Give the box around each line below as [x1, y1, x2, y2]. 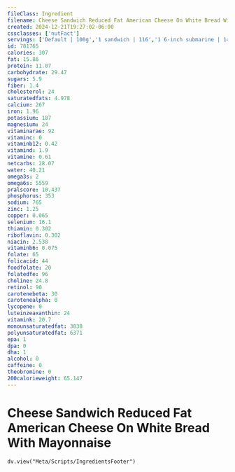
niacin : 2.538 [7, 238, 49, 245]
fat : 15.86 [7, 56, 39, 63]
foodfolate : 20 [7, 264, 52, 271]
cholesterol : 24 [7, 88, 55, 95]
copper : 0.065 [7, 212, 49, 219]
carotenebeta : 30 [7, 290, 58, 298]
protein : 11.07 [7, 62, 52, 69]
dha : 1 [7, 349, 27, 356]
